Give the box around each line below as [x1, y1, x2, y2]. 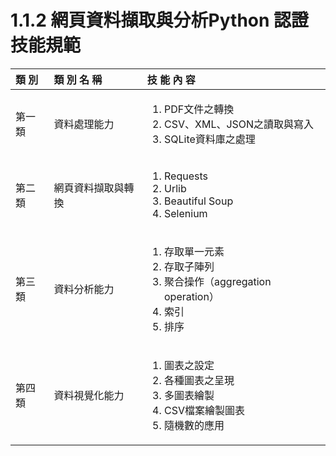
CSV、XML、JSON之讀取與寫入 [164, 117, 315, 131]
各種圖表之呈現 [164, 373, 235, 387]
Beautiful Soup [164, 194, 234, 208]
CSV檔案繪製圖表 [164, 403, 246, 417]
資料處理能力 [53, 117, 115, 131]
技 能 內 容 [146, 72, 196, 86]
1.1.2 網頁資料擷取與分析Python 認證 [10, 9, 310, 32]
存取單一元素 [164, 244, 225, 258]
